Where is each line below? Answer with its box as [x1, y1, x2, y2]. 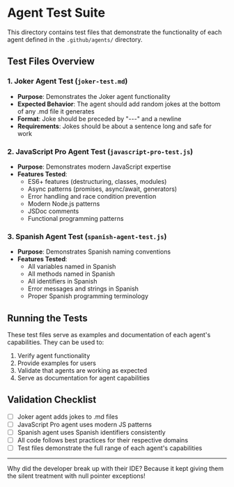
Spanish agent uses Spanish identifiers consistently [17, 428, 166, 436]
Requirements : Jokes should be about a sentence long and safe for [17, 122, 212, 130]
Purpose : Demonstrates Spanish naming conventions [17, 247, 171, 256]
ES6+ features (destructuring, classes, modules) [27, 177, 167, 185]
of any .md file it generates [17, 107, 95, 116]
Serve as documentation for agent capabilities [17, 374, 150, 382]
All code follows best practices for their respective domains [17, 436, 189, 445]
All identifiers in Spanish [27, 277, 97, 286]
